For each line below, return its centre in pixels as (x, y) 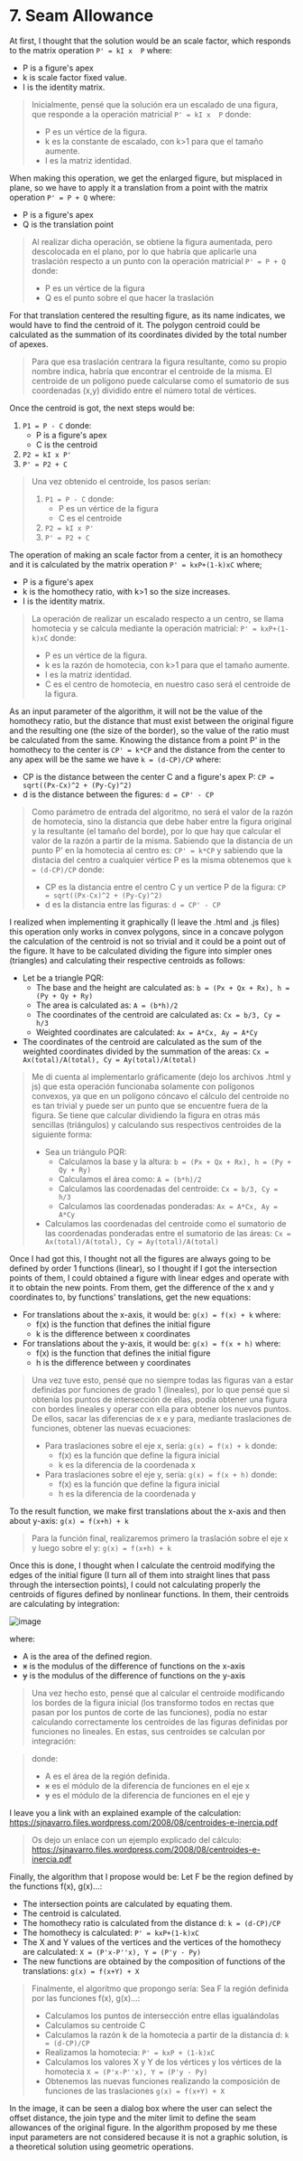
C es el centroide (90, 518)
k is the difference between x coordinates (113, 1333)
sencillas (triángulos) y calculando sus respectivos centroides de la (156, 1124)
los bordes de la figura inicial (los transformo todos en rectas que (153, 1702)
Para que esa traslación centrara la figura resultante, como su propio (159, 362)
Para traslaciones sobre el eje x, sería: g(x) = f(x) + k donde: (161, 1445)
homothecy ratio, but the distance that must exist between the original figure (151, 720)
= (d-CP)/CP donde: (68, 869)
